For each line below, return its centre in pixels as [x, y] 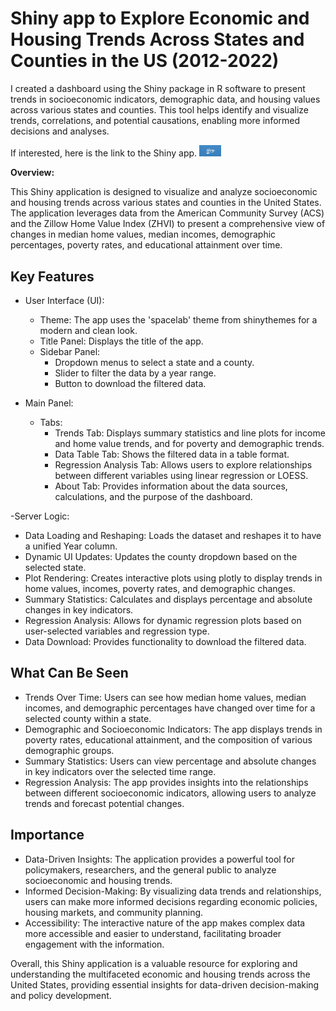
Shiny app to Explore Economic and [160, 18]
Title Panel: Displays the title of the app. [121, 341]
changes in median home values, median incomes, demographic [143, 234]
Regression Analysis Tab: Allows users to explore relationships [183, 465]
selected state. [55, 568]
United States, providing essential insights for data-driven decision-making [165, 984]
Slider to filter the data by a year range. [135, 373]
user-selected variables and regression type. [117, 631]
